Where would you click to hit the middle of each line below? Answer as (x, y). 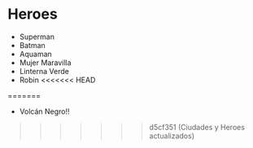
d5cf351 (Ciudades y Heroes (197, 127)
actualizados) (172, 136)
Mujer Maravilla (45, 63)
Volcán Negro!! (44, 111)
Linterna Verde (44, 71)
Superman (37, 37)
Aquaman (35, 54)
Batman (32, 45)
